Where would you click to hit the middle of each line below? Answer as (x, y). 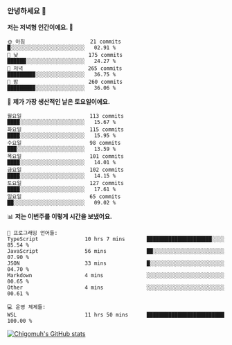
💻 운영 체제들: (27, 307)
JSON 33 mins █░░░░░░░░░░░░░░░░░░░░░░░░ (116, 264)
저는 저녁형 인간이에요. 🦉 (41, 27)
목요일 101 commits (66, 157)
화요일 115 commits (66, 130)
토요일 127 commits (66, 184)
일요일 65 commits (64, 197)
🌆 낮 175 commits (65, 55)
